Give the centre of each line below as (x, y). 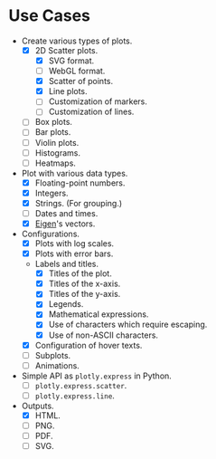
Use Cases (50, 16)
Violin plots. (57, 142)
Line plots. (68, 91)
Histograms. (58, 153)
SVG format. (71, 61)
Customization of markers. (98, 101)
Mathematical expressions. (99, 314)
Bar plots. (53, 132)
